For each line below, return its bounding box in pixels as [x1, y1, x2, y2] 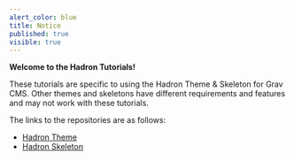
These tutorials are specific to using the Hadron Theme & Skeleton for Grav [9, 79, 283, 89]
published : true [9, 29, 69, 38]
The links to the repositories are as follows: [9, 115, 166, 126]
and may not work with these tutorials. [9, 98, 149, 109]
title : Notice [9, 21, 62, 30]
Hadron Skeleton [21, 141, 84, 152]
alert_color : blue [9, 12, 77, 22]
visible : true [9, 37, 62, 47]
